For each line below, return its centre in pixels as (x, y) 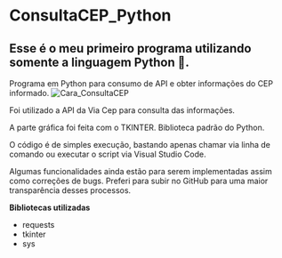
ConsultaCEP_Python (90, 16)
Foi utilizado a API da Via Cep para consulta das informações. (122, 110)
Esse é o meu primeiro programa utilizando (130, 48)
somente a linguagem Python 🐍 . (99, 62)
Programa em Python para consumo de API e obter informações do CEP (141, 84)
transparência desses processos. (70, 190)
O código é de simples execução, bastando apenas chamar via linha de (140, 145)
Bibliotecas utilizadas (50, 207)
